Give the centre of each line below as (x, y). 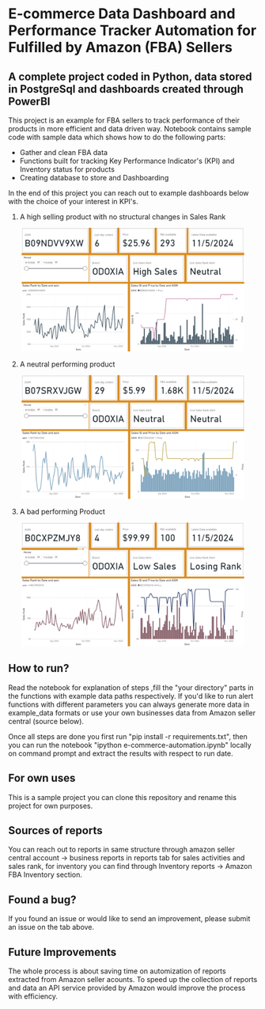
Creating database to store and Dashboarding (94, 178)
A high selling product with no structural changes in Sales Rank (123, 217)
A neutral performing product (67, 364)
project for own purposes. (51, 806)
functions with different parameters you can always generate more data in (129, 704)
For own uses (42, 778)
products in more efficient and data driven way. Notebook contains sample (130, 129)
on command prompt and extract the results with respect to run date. (121, 753)
